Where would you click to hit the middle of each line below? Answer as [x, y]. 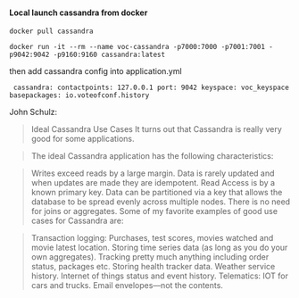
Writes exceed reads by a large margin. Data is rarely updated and [153, 173]
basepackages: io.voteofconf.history [79, 95]
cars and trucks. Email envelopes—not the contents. [127, 286]
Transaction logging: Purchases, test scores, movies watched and [152, 238]
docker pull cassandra [51, 31]
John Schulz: [33, 112]
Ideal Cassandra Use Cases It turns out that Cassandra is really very [157, 129]
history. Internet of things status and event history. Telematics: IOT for [159, 276]
